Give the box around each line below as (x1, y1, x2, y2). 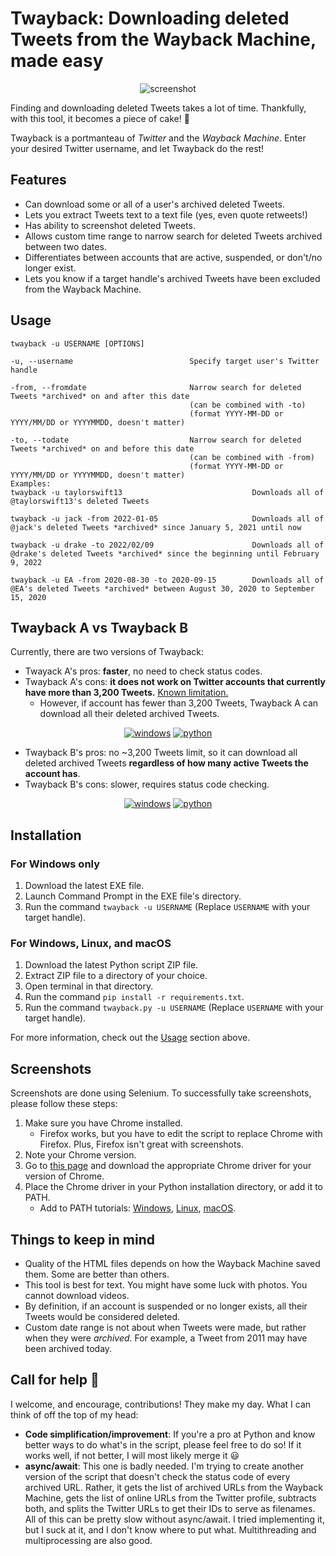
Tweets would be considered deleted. (24, 1310, 181, 1322)
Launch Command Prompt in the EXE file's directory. (24, 890, 242, 902)
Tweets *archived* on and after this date (10, 391, 190, 401)
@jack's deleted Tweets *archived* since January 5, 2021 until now (10, 522, 302, 532)
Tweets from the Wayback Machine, (10, 28, 317, 51)
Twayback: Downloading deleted (10, 7, 290, 30)
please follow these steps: (10, 1098, 118, 1110)
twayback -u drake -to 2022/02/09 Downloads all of (10, 540, 325, 550)
